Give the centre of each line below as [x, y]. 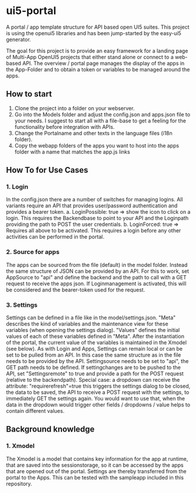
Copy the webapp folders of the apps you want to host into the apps [97, 145]
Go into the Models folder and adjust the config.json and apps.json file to [102, 114]
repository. [19, 484]
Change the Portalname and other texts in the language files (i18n [93, 133]
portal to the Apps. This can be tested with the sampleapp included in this [95, 477]
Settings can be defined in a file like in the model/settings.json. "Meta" [91, 318]
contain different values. [35, 411]
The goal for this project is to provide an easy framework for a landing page [97, 50]
